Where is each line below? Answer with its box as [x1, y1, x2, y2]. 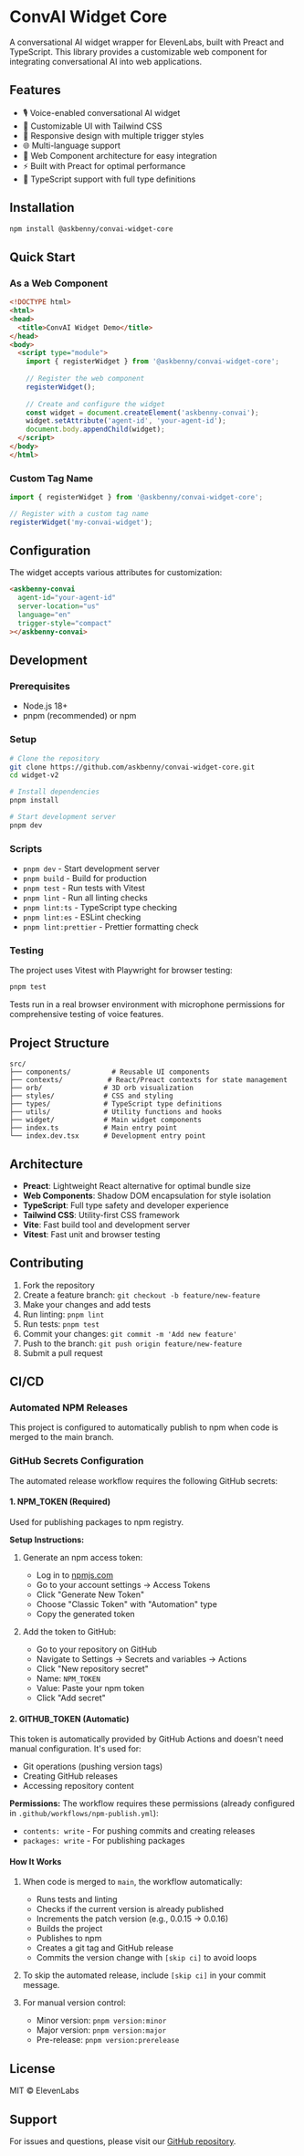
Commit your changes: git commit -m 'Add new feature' [22, 1328, 237, 1339]
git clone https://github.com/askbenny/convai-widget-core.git [9, 762, 256, 772]
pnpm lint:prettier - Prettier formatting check [22, 921, 199, 932]
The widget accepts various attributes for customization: [9, 567, 223, 578]
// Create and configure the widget [26, 399, 166, 408]
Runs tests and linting [36, 1894, 118, 1905]
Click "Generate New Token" [36, 1589, 144, 1600]
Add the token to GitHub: [22, 1625, 117, 1636]
